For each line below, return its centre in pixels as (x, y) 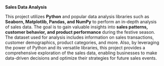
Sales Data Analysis (26, 7)
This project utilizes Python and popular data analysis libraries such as (77, 16)
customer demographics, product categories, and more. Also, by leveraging (82, 43)
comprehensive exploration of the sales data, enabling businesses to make (81, 53)
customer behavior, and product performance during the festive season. (80, 32)
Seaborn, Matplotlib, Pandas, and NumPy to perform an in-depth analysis (81, 22)
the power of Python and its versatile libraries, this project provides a (75, 48)
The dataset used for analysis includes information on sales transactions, (80, 37)
